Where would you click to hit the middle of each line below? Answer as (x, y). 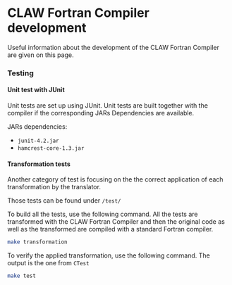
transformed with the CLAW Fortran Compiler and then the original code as (116, 222)
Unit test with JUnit (36, 90)
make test (22, 276)
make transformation (38, 242)
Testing (20, 73)
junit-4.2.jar (38, 141)
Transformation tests (39, 164)
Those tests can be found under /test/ (64, 201)
